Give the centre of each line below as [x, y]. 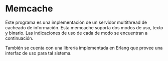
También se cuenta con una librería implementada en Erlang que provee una [84, 48]
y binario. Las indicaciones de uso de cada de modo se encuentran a [76, 33]
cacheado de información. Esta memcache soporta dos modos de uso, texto [84, 27]
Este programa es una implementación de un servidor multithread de [76, 22]
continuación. [19, 38]
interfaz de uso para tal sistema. [38, 53]
